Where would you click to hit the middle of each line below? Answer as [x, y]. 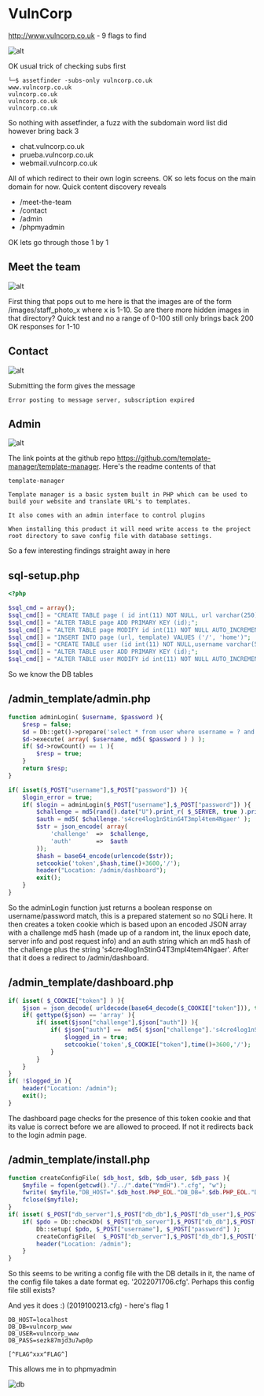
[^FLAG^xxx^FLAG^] [38, 1355]
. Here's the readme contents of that [157, 466]
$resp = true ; [59, 754]
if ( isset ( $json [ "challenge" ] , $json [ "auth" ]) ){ [117, 1023]
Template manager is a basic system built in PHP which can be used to [128, 495]
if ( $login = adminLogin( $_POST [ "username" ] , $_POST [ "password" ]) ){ [137, 804]
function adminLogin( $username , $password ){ [86, 717]
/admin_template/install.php [79, 1160]
